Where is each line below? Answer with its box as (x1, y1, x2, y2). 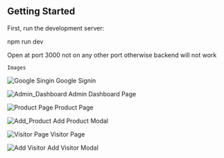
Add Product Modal (53, 116, 109, 125)
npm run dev (7, 37, 44, 46)
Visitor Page (50, 130, 85, 138)
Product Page (54, 103, 94, 112)
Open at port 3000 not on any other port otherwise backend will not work (7, 51, 217, 59)
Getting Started (7, 6, 76, 17)
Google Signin (55, 76, 96, 85)
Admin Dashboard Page (68, 89, 137, 98)
